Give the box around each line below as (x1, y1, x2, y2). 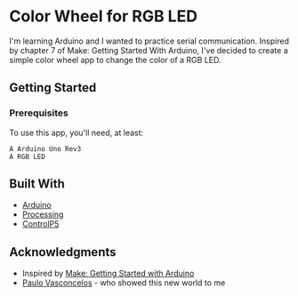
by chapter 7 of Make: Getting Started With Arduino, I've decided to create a (9, 44, 289, 55)
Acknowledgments (9, 244, 117, 260)
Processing (21, 209, 64, 220)
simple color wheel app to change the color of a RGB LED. (9, 54, 221, 65)
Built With (9, 176, 65, 192)
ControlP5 (21, 219, 60, 229)
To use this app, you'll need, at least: (9, 127, 144, 138)
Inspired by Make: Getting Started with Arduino (21, 268, 195, 279)
